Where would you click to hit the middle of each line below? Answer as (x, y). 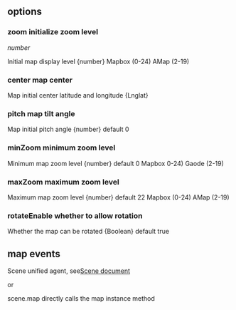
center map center (40, 80)
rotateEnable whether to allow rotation (75, 215)
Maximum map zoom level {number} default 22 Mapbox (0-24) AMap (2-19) (118, 197)
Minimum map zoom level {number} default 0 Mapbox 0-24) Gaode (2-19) (116, 163)
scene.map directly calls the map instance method (81, 298)
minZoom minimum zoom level (61, 148)
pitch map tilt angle (42, 113)
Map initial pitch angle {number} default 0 (68, 129)
